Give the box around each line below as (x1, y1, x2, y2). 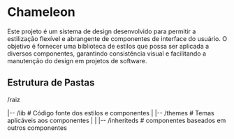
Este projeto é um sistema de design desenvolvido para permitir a (7, 27, 196, 35)
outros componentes (7, 123, 68, 132)
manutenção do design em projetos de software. (7, 56, 147, 65)
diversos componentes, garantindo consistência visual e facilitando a (7, 49, 207, 58)
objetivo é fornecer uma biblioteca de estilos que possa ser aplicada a (7, 42, 210, 50)
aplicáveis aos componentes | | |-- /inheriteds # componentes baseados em (7, 116, 226, 124)
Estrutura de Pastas (7, 77, 95, 89)
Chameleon (7, 4, 75, 20)
